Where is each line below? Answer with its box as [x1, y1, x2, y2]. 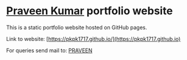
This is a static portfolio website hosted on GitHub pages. [6, 24, 148, 31]
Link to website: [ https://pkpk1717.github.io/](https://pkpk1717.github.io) [6, 35, 181, 42]
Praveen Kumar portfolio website [6, 4, 173, 18]
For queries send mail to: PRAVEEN [6, 46, 93, 54]
